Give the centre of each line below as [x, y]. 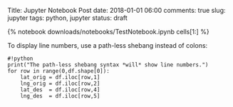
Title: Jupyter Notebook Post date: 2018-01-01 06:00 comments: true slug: [116, 10]
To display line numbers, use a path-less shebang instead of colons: [108, 45]
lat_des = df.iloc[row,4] [60, 90]
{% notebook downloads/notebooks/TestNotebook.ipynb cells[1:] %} [108, 32]
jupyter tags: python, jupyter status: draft [68, 18]
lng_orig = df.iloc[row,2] [60, 83]
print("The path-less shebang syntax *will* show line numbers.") [108, 65]
